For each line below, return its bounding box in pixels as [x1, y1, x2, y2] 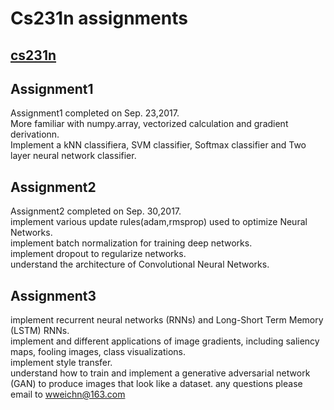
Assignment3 [10, 287, 97, 304]
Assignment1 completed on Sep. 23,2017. [10, 107, 180, 119]
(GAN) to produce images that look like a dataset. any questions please [10, 378, 303, 390]
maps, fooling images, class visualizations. [10, 346, 187, 358]
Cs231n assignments [10, 7, 188, 30]
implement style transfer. [10, 357, 113, 369]
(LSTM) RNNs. [10, 325, 70, 337]
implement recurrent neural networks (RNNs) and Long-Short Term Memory [10, 314, 324, 326]
